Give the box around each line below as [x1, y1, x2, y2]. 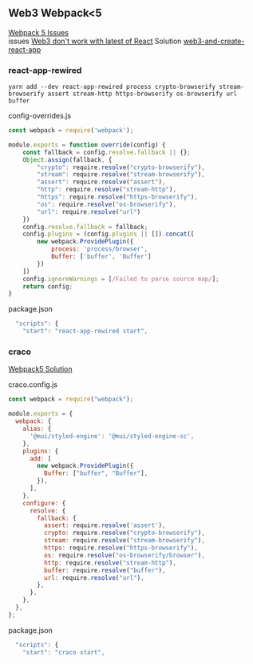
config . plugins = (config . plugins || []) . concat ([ [22, 230, 195, 239]
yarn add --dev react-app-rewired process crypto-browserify [8, 83, 216, 91]
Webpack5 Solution [8, 364, 73, 374]
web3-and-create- [183, 36, 245, 46]
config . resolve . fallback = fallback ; [22, 223, 148, 231]
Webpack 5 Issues [8, 27, 69, 37]
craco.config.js [8, 380, 58, 389]
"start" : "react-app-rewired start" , [22, 328, 148, 336]
